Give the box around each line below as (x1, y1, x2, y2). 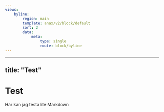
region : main (22, 16, 49, 21)
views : (5, 7, 19, 12)
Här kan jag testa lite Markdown (5, 101, 69, 107)
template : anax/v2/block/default (22, 20, 91, 26)
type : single (40, 39, 67, 44)
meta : (31, 35, 42, 39)
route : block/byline (40, 43, 82, 48)
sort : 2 (22, 25, 38, 30)
